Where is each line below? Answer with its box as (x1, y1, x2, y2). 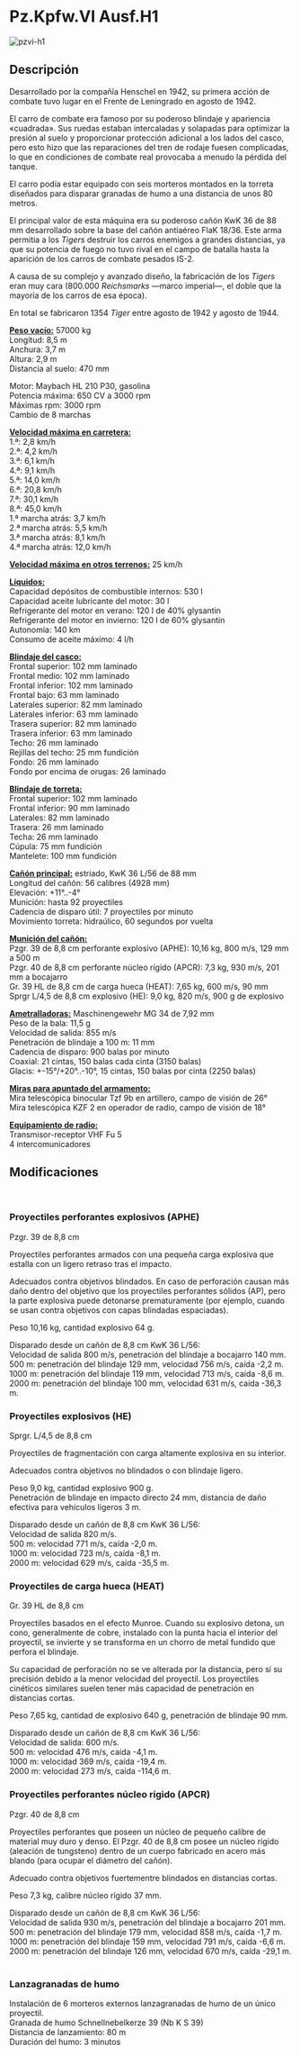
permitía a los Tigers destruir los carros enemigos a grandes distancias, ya (9, 234, 286, 245)
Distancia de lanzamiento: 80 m (9, 2027, 127, 2038)
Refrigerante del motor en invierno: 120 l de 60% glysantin (9, 614, 225, 625)
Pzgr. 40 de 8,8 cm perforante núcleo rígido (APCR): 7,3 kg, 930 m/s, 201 (9, 962, 280, 973)
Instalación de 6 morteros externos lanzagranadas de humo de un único (9, 1998, 276, 2009)
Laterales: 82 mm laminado (9, 812, 110, 823)
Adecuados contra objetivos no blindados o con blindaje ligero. (9, 1465, 243, 1476)
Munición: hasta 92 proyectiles (9, 896, 124, 907)
